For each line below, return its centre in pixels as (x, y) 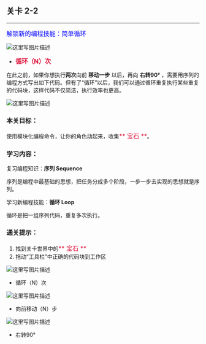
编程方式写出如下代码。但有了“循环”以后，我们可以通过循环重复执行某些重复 (103, 82)
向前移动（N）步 (36, 308)
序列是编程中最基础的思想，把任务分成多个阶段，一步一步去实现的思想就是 (100, 182)
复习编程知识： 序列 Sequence (44, 169)
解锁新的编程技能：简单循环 (47, 34)
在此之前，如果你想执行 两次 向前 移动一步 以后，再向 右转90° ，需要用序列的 (103, 75)
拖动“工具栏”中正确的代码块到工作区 (61, 256)
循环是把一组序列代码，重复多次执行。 (55, 215)
